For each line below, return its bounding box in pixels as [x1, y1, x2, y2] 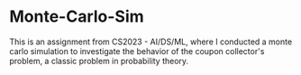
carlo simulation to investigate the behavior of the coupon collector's [9, 45, 265, 56]
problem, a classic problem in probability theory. [9, 55, 189, 66]
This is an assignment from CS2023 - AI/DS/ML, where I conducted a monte [9, 36, 293, 47]
